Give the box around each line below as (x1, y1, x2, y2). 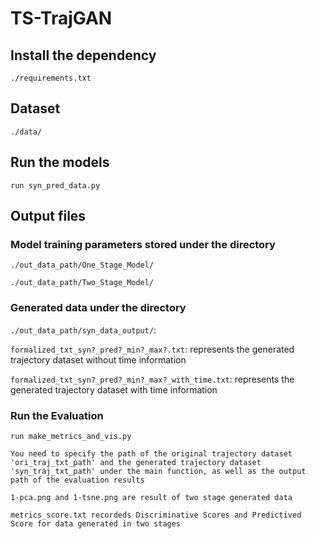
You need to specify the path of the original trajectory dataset (10, 448, 293, 459)
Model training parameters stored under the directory (10, 237, 276, 251)
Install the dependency (10, 47, 157, 64)
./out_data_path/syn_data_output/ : (10, 323, 157, 336)
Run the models (10, 154, 110, 171)
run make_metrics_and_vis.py (10, 431, 132, 441)
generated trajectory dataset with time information (10, 383, 218, 396)
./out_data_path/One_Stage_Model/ (10, 260, 155, 271)
